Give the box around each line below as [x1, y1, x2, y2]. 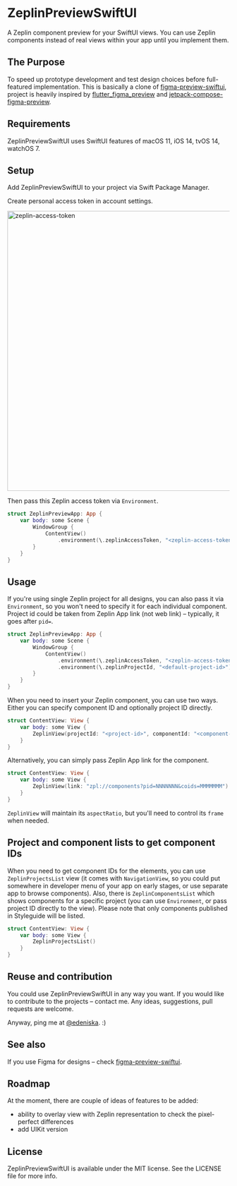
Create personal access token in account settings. [7, 197, 153, 205]
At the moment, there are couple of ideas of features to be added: [7, 1096, 199, 1105]
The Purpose [7, 56, 66, 68]
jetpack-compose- [169, 90, 224, 98]
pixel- [197, 1110, 215, 1119]
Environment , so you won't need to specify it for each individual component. [7, 602, 228, 611]
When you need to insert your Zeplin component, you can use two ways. [7, 696, 219, 705]
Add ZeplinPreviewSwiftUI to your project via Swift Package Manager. [7, 183, 210, 192]
